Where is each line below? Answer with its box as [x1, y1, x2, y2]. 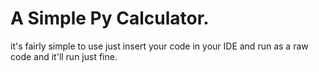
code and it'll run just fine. [10, 50, 118, 62]
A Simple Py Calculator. [10, 7, 210, 30]
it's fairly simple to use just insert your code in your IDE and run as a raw [10, 40, 309, 52]
